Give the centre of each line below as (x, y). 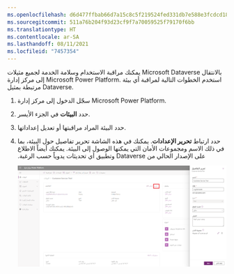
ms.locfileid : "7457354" (43, 52)
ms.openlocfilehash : (37, 15)
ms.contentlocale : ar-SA (43, 37)
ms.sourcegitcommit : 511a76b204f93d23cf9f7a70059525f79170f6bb (101, 22)
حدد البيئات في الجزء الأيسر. (54, 114)
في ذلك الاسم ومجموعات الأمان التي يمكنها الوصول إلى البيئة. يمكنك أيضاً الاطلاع (121, 149)
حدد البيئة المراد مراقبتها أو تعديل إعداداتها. (72, 128)
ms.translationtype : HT (42, 29)
